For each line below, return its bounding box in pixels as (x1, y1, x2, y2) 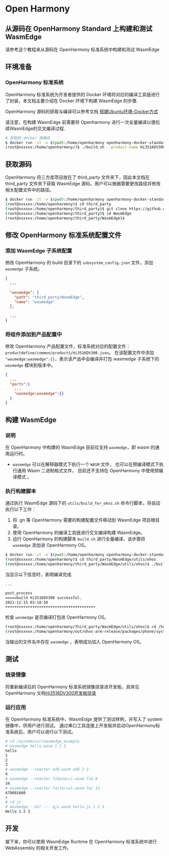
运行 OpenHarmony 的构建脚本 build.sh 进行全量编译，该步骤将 (12, 536, 145, 542)
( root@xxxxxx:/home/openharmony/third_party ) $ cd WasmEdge (5, 211, 132, 216)
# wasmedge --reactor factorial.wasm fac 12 (5, 786, 100, 791)
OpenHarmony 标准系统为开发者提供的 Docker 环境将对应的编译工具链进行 (5, 91, 160, 97)
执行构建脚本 (5, 487, 37, 494)
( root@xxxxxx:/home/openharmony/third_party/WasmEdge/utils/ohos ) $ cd (5, 624, 156, 629)
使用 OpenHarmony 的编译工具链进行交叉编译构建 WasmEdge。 (12, 530, 145, 536)
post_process (5, 590, 33, 596)
